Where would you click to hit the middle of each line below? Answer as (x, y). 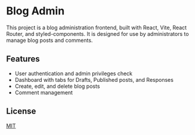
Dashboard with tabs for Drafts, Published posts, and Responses (94, 79)
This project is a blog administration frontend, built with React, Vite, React (96, 27)
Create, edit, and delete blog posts (57, 86)
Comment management (44, 92)
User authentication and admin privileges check (74, 73)
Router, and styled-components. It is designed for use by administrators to (97, 33)
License (21, 111)
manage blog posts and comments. (49, 40)
